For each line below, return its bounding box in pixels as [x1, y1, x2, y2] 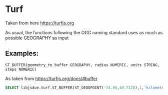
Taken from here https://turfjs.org [5, 20, 74, 26]
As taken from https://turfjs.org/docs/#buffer [5, 76, 97, 82]
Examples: [5, 49, 39, 58]
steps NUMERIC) [5, 67, 37, 72]
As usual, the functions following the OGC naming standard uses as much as [5, 29, 163, 35]
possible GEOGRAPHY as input [5, 35, 69, 41]
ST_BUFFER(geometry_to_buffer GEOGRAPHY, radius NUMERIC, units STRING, [5, 62, 160, 68]
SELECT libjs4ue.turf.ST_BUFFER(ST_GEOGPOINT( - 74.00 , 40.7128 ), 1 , [5, 85, 144, 90]
